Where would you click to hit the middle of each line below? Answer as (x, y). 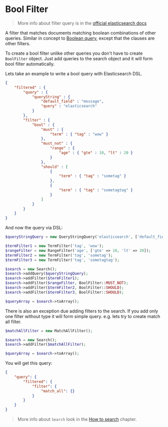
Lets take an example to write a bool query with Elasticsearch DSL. (74, 73)
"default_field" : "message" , (72, 101)
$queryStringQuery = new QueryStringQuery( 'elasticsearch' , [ (71, 237)
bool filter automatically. (30, 64)
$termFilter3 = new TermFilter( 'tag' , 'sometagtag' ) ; (62, 260)
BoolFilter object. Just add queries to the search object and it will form (79, 58)
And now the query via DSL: (34, 228)
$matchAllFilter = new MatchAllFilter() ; (49, 331)
